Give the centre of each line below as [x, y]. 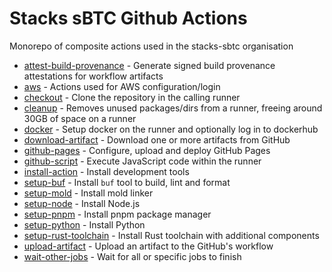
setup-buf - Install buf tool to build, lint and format [127, 182]
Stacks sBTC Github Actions [128, 18]
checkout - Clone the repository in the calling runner [132, 97]
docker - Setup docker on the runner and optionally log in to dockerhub [171, 129]
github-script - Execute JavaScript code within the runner [142, 161]
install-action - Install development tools [106, 171]
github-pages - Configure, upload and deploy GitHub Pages [147, 150]
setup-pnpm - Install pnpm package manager [117, 214]
